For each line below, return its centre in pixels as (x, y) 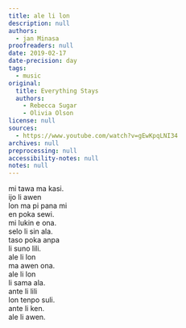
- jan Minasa (37, 38)
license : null (32, 121)
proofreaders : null (41, 46)
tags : (17, 69)
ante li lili (23, 292)
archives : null (34, 143)
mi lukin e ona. (33, 223)
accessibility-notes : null (54, 158)
